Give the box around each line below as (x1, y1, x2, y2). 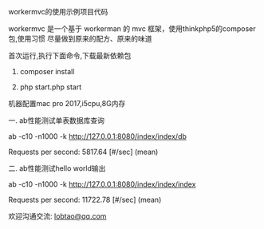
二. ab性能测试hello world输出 (8, 164, 106, 173)
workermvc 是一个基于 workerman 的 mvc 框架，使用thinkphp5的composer (8, 24, 256, 34)
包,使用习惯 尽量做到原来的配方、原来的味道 (8, 34, 152, 43)
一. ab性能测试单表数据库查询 (8, 116, 105, 125)
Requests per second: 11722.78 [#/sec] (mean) (8, 195, 162, 204)
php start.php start (19, 82, 82, 92)
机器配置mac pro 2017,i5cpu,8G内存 (8, 99, 126, 108)
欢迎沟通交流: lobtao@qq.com (8, 211, 107, 221)
